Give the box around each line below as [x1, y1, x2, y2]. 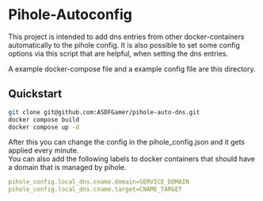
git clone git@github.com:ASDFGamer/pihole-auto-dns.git [8, 108, 200, 116]
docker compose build [8, 115, 80, 124]
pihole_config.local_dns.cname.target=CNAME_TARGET [8, 185, 182, 194]
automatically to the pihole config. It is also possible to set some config [8, 40, 240, 49]
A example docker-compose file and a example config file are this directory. [8, 64, 256, 73]
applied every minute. [8, 145, 79, 156]
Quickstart [8, 87, 63, 101]
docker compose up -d [8, 123, 80, 131]
